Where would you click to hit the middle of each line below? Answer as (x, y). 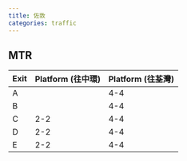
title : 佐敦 (27, 16)
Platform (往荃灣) (141, 79)
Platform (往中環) (68, 79)
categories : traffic (43, 23)
